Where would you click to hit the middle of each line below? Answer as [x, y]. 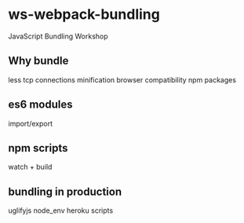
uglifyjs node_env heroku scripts [61, 210]
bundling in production [65, 191]
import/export [31, 123]
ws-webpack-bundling [84, 15]
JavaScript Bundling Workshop [58, 36]
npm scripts [38, 148]
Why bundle [38, 61]
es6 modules [40, 105]
